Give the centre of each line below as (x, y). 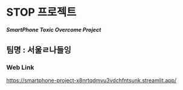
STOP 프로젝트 (41, 12)
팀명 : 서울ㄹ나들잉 (39, 50)
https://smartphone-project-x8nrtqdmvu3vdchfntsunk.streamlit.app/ (91, 80)
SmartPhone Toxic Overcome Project (54, 29)
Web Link (20, 68)
